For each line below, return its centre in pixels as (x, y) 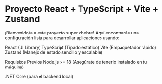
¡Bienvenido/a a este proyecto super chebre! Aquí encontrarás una (72, 33)
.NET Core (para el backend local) (39, 76)
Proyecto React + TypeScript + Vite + (82, 9)
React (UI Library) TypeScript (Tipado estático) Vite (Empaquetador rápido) (81, 47)
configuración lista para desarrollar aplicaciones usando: (62, 38)
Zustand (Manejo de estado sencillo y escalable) (54, 52)
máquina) (15, 67)
